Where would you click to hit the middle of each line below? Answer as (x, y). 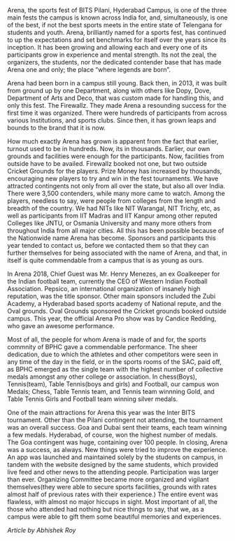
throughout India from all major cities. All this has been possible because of (116, 231)
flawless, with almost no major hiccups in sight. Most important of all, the (113, 502)
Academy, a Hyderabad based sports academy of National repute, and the (114, 303)
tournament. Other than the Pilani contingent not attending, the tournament (115, 420)
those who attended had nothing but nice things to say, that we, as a (106, 509)
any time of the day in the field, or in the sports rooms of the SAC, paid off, (114, 362)
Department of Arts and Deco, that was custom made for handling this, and (115, 98)
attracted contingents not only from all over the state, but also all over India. (116, 186)
